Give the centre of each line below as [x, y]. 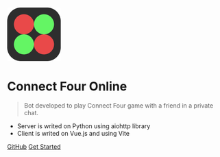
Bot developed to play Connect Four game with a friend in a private [119, 105]
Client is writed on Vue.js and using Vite [73, 133]
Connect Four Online [67, 87]
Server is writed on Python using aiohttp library [84, 126]
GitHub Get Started [34, 146]
